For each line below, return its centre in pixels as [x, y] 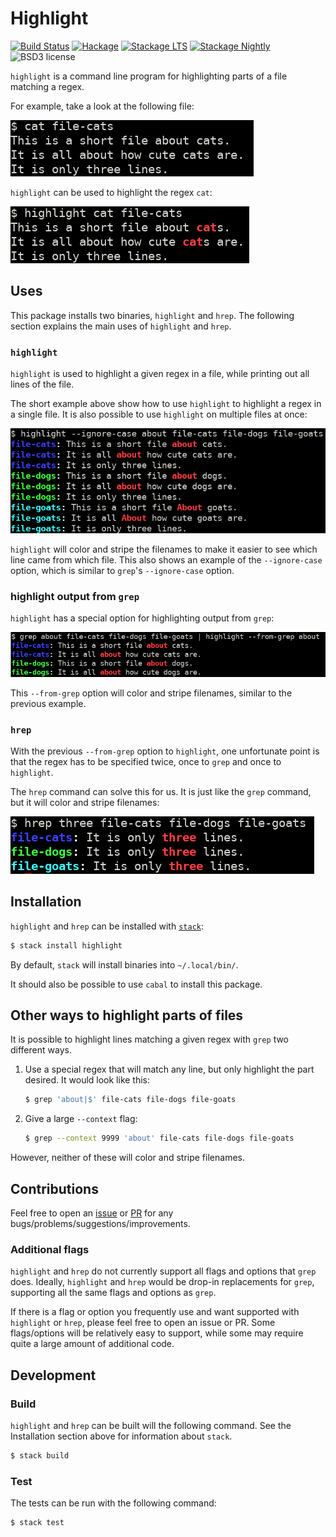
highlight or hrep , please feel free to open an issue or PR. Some [143, 1323]
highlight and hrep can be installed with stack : [107, 926]
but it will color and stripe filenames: [85, 802]
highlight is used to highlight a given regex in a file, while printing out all [160, 374]
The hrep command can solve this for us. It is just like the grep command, [161, 791]
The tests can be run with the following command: [113, 1503]
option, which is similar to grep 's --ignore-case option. [122, 571]
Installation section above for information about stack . [121, 1436]
